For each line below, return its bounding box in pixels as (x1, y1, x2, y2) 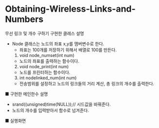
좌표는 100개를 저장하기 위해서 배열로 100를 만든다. (19, 47, 117, 53)
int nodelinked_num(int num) (19, 74, 77, 81)
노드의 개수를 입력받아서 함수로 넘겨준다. (12, 107, 89, 113)
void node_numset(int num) (19, 52, 74, 58)
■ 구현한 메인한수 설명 (5, 91, 48, 97)
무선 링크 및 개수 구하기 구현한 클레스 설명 (5, 30, 84, 36)
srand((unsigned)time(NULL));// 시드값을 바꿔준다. (12, 101, 111, 107)
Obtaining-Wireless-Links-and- (5, 3, 136, 15)
